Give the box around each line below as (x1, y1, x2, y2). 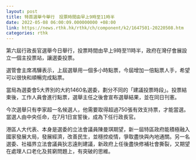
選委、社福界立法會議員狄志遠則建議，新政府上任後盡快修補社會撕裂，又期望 (6, 141, 190, 148)
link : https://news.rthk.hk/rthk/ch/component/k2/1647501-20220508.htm (6, 25, 184, 31)
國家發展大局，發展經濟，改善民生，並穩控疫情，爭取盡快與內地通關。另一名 (6, 133, 190, 140)
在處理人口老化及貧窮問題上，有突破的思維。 (6, 148, 114, 155)
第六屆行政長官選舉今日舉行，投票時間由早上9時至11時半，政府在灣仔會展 (6, 47, 183, 54)
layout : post (6, 8, 38, 15)
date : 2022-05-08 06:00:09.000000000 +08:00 (6, 19, 116, 25)
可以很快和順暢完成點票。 (6, 74, 68, 81)
